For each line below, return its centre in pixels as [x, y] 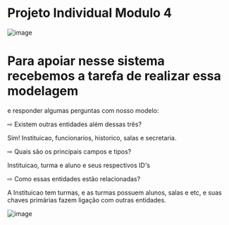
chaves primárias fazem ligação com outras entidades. [87, 200]
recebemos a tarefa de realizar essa [114, 76]
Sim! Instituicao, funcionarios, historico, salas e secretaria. [92, 138]
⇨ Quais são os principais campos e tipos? [69, 151]
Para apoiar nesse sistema [86, 61]
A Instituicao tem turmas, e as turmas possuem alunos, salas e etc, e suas [114, 193]
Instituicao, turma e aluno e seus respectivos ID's [79, 165]
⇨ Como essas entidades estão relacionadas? [74, 178]
